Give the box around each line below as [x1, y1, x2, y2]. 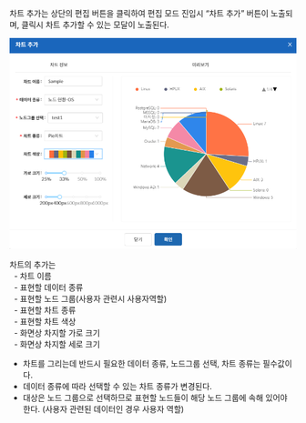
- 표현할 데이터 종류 [13, 282, 84, 293]
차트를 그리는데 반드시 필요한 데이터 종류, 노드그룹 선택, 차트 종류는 [22, 358, 261, 369]
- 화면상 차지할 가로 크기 [13, 327, 100, 338]
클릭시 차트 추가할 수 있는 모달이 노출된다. [21, 19, 170, 30]
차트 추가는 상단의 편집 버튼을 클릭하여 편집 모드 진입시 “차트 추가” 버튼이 [9, 8, 269, 18]
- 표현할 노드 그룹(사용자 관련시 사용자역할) [13, 294, 168, 305]
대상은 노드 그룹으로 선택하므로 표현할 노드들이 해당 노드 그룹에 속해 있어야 [22, 392, 289, 403]
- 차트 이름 [13, 271, 52, 282]
